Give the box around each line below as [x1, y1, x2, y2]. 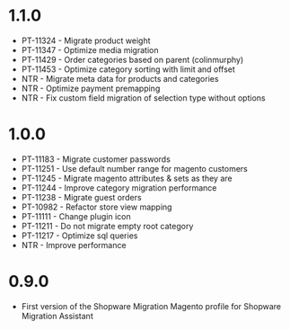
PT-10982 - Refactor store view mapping [21, 201, 172, 212]
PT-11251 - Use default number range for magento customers [21, 163, 249, 174]
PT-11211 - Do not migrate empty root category [21, 220, 194, 231]
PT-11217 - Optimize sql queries [21, 230, 138, 241]
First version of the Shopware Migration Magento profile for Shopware [21, 300, 282, 311]
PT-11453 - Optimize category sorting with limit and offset [21, 64, 235, 75]
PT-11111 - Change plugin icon [21, 210, 131, 221]
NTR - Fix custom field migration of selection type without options [21, 92, 266, 103]
